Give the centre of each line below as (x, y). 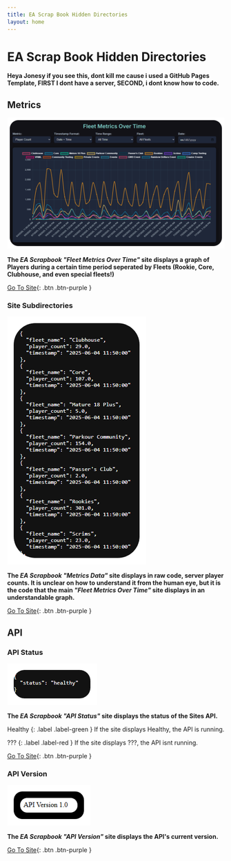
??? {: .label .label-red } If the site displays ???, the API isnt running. (103, 742)
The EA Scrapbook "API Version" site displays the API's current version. (113, 837)
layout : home (26, 22)
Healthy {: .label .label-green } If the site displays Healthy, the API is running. (116, 729)
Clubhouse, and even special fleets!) (61, 274)
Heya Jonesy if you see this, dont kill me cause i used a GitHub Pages (109, 76)
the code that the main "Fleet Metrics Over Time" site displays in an (106, 590)
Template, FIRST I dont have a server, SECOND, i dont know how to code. (113, 83)
